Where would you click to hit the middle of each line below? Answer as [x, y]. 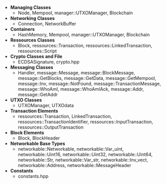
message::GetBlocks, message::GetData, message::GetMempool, [87, 78]
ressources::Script [37, 51]
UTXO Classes [26, 100]
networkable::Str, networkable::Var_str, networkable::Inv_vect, [83, 160]
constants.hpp [33, 176]
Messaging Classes [32, 67]
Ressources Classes [32, 40]
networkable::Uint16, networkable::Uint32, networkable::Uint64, [85, 154]
